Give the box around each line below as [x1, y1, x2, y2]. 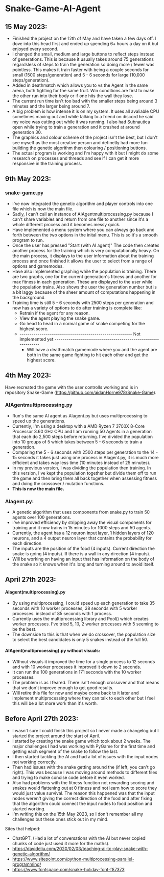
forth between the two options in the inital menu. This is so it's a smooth [12, 232, 158, 238]
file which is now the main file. [12, 206, 73, 211]
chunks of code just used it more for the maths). [12, 840, 110, 846]
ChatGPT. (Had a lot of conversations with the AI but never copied [12, 835, 146, 841]
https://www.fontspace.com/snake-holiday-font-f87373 [12, 866, 125, 872]
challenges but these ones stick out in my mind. [12, 816, 109, 822]
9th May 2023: [5, 175, 51, 183]
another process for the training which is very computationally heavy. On [12, 247, 159, 253]
